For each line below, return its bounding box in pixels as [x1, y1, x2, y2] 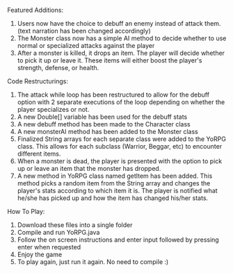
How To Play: [7, 208, 45, 215]
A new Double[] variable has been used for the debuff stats [17, 113, 188, 121]
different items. [17, 149, 61, 158]
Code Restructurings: [7, 77, 68, 85]
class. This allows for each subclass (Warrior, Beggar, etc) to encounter [17, 142, 223, 150]
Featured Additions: [7, 6, 64, 14]
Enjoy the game [17, 250, 63, 258]
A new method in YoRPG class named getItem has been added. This [17, 172, 213, 180]
